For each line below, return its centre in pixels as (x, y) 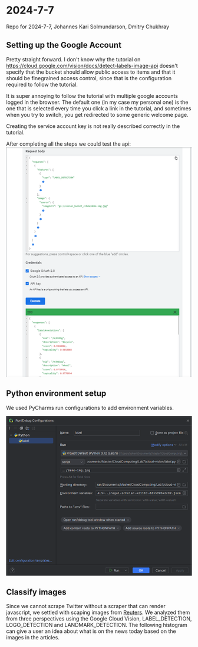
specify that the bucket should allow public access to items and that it (91, 72)
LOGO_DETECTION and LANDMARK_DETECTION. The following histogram (97, 625)
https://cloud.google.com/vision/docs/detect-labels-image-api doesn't (92, 65)
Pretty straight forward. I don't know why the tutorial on (73, 59)
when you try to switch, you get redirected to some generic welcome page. (97, 114)
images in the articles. (33, 638)
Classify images (36, 592)
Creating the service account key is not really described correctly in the (93, 126)
